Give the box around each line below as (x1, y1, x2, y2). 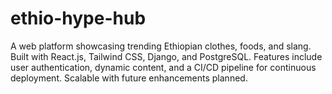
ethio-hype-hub (10, 7, 147, 30)
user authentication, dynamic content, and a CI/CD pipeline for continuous (10, 61, 317, 73)
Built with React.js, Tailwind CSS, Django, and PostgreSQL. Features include (10, 50, 323, 62)
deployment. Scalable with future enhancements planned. (10, 72, 248, 84)
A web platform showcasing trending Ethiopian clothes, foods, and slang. (10, 40, 312, 52)
